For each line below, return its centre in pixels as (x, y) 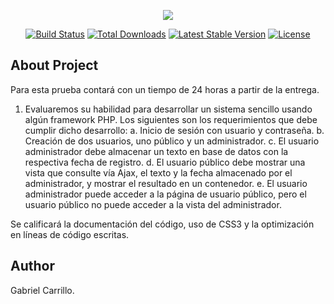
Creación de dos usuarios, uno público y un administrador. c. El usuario (172, 141)
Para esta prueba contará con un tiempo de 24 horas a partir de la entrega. (165, 89)
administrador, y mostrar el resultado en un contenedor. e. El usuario (166, 183)
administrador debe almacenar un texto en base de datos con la (156, 151)
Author (32, 266)
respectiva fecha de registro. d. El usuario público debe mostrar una (165, 162)
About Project (54, 65)
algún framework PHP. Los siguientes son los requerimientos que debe (171, 119)
